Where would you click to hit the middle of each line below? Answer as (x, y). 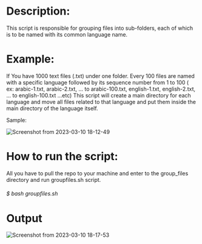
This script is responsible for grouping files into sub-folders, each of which (99, 28)
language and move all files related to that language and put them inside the (101, 102)
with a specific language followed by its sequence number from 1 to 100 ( (98, 82)
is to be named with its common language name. (67, 34)
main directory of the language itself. (52, 108)
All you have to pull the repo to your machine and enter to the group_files (97, 173)
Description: (38, 11)
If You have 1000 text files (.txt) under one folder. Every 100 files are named (101, 76)
